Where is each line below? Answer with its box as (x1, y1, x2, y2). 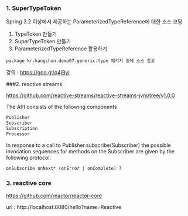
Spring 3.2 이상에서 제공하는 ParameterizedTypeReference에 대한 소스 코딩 (6, 18, 183, 25)
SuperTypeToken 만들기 (14, 38, 71, 45)
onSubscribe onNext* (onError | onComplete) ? (6, 165, 122, 171)
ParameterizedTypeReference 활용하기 (14, 45, 107, 52)
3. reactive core (6, 179, 52, 187)
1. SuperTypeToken (6, 4, 61, 12)
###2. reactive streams (6, 81, 63, 88)
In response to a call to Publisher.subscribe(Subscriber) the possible (6, 142, 171, 149)
